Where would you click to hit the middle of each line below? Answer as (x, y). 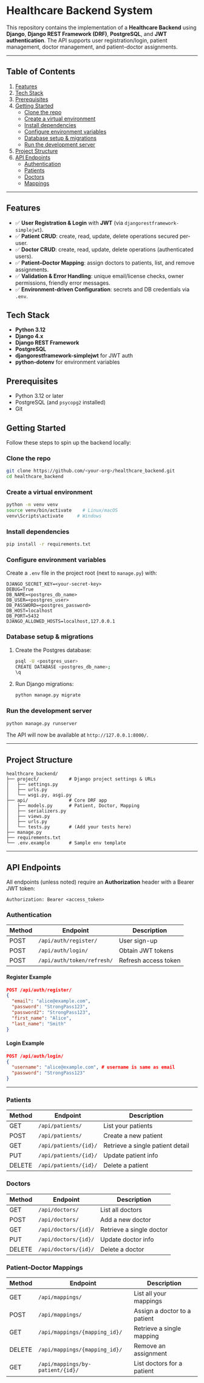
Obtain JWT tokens (146, 951)
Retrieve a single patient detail (146, 1146)
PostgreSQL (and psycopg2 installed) (60, 403)
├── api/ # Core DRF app (57, 800)
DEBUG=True (20, 590)
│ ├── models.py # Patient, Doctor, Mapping (73, 806)
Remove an (149, 1346)
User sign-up (138, 941)
